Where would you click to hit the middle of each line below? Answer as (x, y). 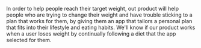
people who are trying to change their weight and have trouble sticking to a (99, 15)
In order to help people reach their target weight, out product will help (93, 9)
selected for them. (29, 40)
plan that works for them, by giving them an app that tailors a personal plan (99, 21)
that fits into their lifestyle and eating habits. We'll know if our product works (101, 27)
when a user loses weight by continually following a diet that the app (91, 34)
